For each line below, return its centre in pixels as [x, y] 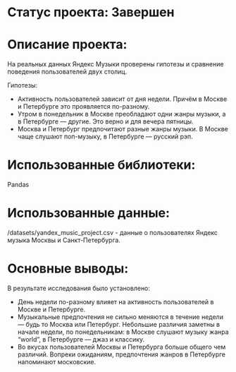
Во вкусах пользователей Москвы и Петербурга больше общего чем [122, 347]
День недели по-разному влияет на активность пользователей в [116, 301]
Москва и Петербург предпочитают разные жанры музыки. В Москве [123, 129]
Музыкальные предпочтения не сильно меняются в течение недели [120, 317]
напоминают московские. [57, 361]
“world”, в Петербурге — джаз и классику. [81, 339]
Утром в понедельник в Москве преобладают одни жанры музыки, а [122, 114]
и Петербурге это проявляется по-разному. [83, 107]
